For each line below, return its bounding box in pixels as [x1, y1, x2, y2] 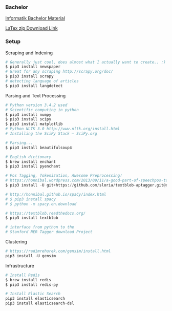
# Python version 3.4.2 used [5, 102, 68, 108]
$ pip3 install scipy [5, 117, 52, 122]
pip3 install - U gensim [5, 253, 56, 258]
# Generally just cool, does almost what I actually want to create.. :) [5, 59, 166, 65]
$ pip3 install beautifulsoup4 [5, 145, 72, 150]
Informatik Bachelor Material [5, 15, 66, 22]
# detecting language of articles [5, 78, 79, 84]
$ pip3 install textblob [5, 215, 58, 221]
